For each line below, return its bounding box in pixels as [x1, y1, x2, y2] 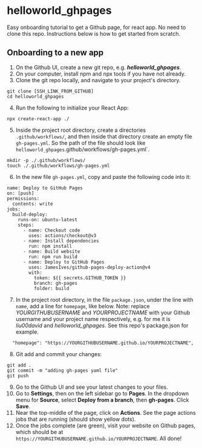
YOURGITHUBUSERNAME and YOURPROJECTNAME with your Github [15, 309, 191, 316]
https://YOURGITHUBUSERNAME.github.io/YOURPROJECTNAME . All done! [15, 435, 182, 442]
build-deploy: [12, 211, 48, 218]
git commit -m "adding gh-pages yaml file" [7, 367, 119, 374]
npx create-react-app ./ [7, 115, 70, 122]
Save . [15, 403, 31, 410]
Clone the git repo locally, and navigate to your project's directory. [15, 76, 181, 83]
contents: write [12, 201, 53, 207]
